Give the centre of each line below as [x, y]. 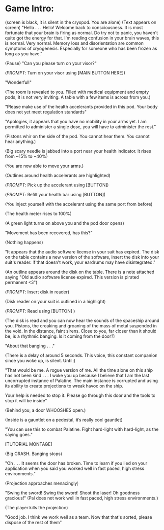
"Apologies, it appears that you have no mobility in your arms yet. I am [76, 121]
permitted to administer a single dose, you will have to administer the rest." [81, 127]
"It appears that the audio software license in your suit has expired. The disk [82, 251]
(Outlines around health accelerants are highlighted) [58, 175]
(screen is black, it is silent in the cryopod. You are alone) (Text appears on [81, 22]
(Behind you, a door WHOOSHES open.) [45, 410]
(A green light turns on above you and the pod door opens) [65, 223]
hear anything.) [20, 141]
